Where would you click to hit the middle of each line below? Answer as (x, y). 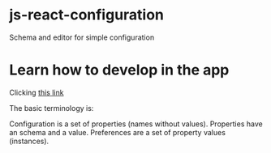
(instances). (29, 141)
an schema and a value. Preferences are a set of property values (118, 132)
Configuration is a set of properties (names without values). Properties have (136, 124)
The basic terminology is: (52, 108)
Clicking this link (37, 92)
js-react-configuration (87, 15)
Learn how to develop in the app (119, 70)
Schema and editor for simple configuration (82, 37)
